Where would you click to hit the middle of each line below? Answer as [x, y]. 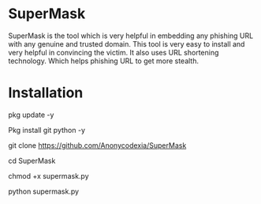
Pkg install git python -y [47, 130]
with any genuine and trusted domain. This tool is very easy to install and [127, 43]
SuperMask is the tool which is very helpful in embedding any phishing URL [131, 36]
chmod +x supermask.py [48, 176]
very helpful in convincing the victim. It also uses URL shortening [114, 52]
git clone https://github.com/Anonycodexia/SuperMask [97, 145]
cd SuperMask [32, 161]
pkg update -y [31, 115]
